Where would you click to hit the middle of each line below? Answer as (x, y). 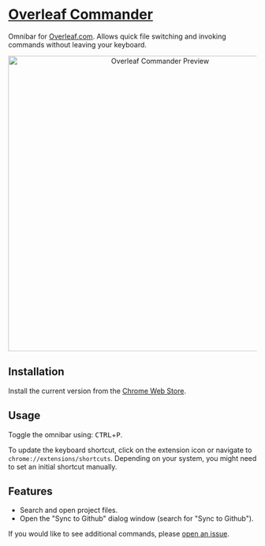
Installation (36, 372)
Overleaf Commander (81, 15)
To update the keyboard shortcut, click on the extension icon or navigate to (130, 450)
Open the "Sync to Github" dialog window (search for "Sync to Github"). (136, 518)
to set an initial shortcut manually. (63, 466)
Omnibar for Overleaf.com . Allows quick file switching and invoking (117, 36)
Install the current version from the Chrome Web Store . (97, 391)
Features (30, 491)
